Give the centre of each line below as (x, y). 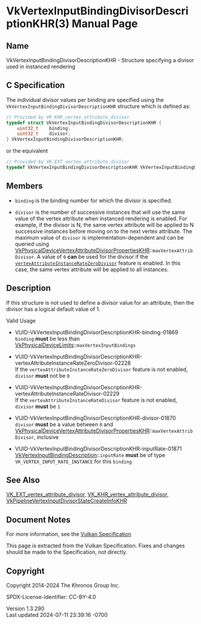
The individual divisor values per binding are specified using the (85, 99)
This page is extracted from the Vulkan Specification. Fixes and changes (96, 546)
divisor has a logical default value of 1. (53, 309)
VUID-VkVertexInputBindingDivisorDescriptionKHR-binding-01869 (96, 332)
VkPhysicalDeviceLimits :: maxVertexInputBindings (75, 345)
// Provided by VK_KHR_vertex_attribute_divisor (68, 117)
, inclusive (46, 437)
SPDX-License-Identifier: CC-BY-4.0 (51, 597)
